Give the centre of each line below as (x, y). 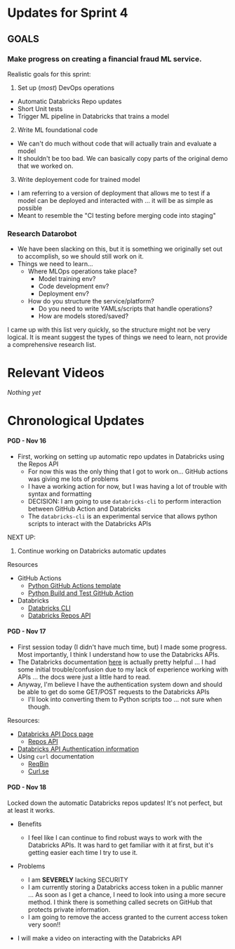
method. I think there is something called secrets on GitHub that (120, 902)
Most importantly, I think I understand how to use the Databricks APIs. (118, 654)
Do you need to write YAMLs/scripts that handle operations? (125, 309)
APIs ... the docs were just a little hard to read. (84, 676)
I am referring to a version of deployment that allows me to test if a (114, 193)
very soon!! (44, 924)
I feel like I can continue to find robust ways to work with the (115, 837)
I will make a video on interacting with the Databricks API (100, 938)
